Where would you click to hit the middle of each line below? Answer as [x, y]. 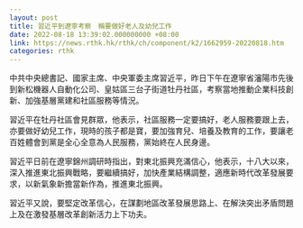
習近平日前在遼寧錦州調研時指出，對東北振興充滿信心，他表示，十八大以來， [151, 161]
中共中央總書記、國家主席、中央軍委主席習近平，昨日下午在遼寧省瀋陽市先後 [151, 78]
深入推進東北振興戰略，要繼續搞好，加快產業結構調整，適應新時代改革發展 [147, 173]
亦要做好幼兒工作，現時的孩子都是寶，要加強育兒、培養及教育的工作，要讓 [147, 131]
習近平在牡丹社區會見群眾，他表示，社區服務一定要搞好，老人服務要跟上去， [151, 120]
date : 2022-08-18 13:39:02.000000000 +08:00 [94, 34]
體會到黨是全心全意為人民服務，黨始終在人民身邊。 [119, 142]
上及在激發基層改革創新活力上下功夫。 [80, 214]
